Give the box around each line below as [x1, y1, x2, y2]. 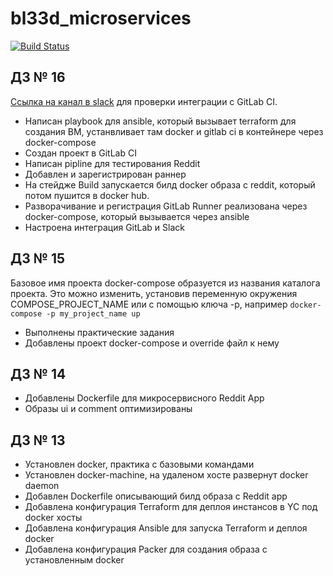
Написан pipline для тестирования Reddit [24, 157, 201, 169]
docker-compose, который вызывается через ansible [24, 210, 250, 222]
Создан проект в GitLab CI [24, 147, 137, 159]
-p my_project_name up [46, 308, 141, 319]
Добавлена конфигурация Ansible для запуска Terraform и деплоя [24, 522, 308, 534]
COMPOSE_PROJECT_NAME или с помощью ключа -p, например [10, 298, 288, 310]
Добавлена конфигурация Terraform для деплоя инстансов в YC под [24, 501, 318, 513]
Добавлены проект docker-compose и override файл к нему [24, 337, 280, 349]
